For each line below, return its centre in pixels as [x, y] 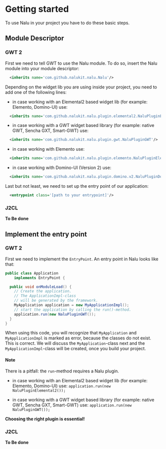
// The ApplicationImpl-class [45, 296]
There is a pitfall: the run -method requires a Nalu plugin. [62, 371]
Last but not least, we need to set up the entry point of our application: [77, 186]
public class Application [32, 273]
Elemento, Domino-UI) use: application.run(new [62, 386]
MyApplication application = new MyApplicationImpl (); [72, 305]
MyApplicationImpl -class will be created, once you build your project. [76, 349]
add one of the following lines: [36, 92]
